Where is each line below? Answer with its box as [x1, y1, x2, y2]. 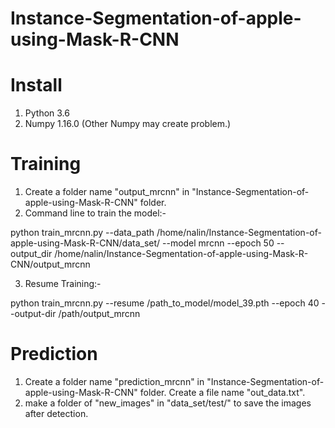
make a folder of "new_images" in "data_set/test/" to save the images [24, 397, 312, 409]
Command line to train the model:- [24, 207, 167, 219]
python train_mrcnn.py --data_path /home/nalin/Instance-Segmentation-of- [10, 227, 322, 239]
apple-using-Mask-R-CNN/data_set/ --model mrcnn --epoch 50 [10, 237, 275, 249]
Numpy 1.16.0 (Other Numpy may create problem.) [24, 118, 232, 130]
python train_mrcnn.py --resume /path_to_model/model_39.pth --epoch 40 [10, 297, 320, 309]
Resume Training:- [24, 278, 102, 290]
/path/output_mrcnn [58, 308, 141, 320]
